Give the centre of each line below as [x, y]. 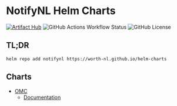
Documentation [42, 97]
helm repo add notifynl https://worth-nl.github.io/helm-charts [86, 59]
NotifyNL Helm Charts [61, 11]
